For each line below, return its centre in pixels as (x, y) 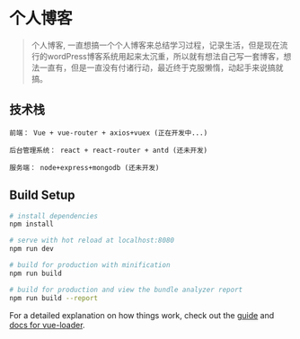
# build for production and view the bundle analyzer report (126, 290)
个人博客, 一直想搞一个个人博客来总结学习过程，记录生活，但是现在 (155, 45)
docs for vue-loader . (47, 325)
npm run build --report (54, 298)
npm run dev (31, 249)
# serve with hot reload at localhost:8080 (92, 241)
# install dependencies (54, 216)
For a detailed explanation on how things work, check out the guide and (142, 315)
